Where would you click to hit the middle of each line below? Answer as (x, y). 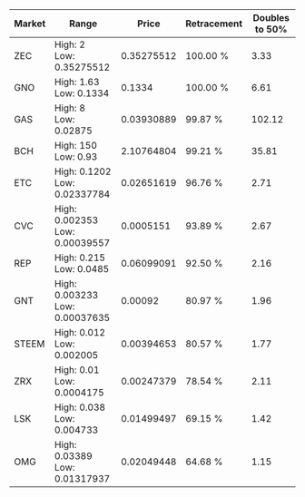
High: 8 (70, 108)
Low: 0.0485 (82, 269)
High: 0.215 (80, 258)
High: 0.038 (80, 407)
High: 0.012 (80, 332)
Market (30, 24)
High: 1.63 (77, 82)
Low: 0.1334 (82, 93)
